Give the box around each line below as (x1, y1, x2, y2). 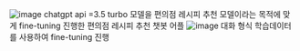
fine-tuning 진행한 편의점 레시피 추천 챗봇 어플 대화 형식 (18, 20, 253, 31)
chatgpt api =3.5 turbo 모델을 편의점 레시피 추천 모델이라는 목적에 (44, 9, 281, 19)
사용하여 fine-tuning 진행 (18, 32, 109, 42)
